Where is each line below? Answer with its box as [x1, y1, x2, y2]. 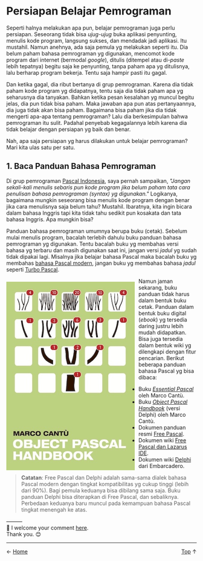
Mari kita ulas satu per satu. [6, 144, 76, 151]
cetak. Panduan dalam [138, 303, 195, 310]
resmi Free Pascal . [138, 430, 184, 437]
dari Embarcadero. [138, 462, 185, 469]
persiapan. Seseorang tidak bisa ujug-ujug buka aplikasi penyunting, [6, 30, 177, 37]
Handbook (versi [138, 404, 180, 411]
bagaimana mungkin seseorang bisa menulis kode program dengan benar [6, 196, 190, 203]
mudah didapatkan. [138, 329, 187, 336]
